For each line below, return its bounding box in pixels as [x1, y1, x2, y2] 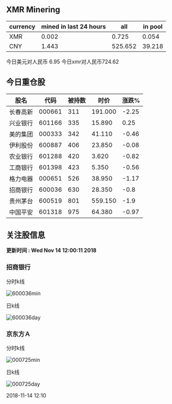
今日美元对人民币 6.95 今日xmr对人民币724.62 [6, 58, 119, 65]
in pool [143, 22, 163, 30]
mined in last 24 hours [41, 22, 106, 30]
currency [9, 22, 36, 30]
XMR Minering [6, 5, 60, 15]
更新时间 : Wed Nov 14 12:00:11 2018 [6, 247, 97, 254]
